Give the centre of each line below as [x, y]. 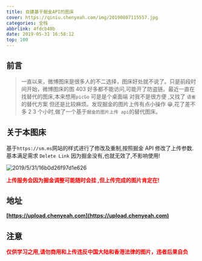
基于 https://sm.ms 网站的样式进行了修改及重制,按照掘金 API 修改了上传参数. [100, 148]
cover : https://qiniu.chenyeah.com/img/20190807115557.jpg [82, 17]
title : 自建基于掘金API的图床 [40, 12]
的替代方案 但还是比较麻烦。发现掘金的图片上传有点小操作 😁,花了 [103, 104]
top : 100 [17, 40]
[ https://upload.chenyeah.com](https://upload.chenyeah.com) [88, 216]
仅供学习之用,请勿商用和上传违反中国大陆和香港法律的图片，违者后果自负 [97, 252]
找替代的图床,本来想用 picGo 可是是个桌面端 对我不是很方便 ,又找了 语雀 [109, 96]
